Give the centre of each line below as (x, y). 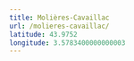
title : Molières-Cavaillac (59, 17)
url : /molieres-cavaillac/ (59, 26)
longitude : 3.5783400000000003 (67, 43)
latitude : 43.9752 (43, 34)
